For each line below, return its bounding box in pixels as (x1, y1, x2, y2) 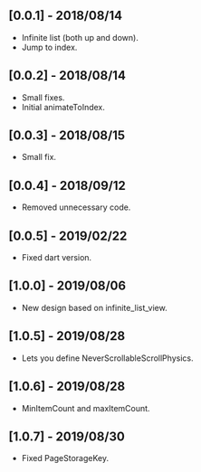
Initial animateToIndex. (21, 101, 106, 112)
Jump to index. (21, 42, 78, 52)
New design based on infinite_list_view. (21, 302, 168, 313)
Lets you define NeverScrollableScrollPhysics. (21, 353, 194, 363)
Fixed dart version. (21, 252, 92, 263)
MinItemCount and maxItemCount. (21, 402, 150, 413)
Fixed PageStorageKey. (21, 453, 110, 464)
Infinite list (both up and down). (21, 32, 139, 42)
